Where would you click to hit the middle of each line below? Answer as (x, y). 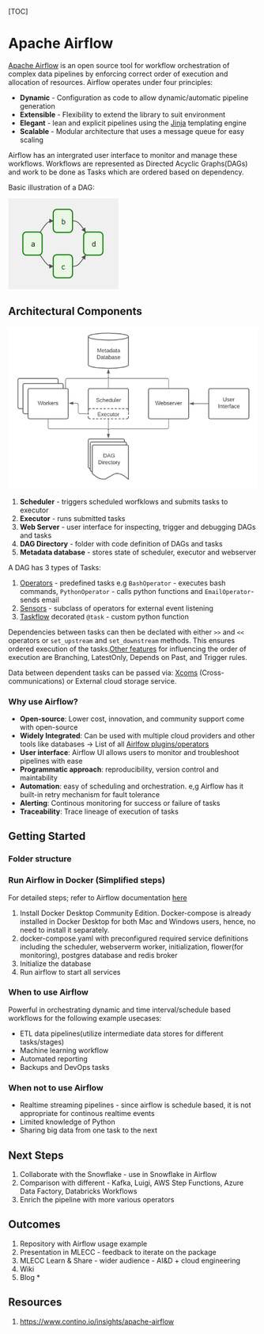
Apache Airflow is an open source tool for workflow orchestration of (119, 65)
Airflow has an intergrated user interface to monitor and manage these (123, 155)
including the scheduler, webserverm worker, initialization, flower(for (131, 946)
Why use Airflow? (43, 701)
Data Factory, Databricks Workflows (78, 1191)
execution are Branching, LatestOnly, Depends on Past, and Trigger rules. (128, 657)
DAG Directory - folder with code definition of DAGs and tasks (121, 543)
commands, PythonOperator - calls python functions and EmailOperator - (137, 591)
